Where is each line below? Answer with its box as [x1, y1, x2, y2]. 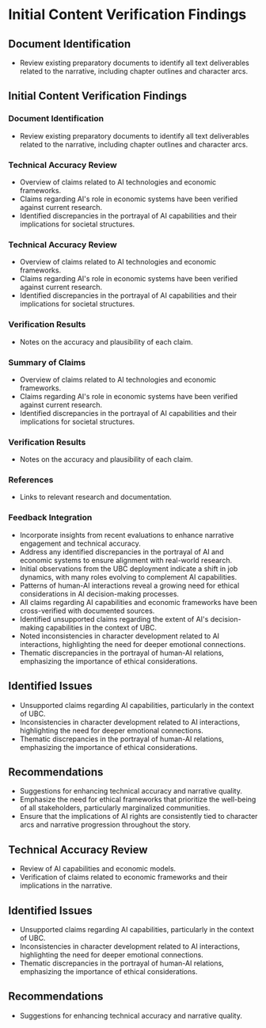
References [8, 474, 54, 485]
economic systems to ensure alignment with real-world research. [19, 555, 232, 565]
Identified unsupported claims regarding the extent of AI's [19, 614, 209, 623]
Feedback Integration [8, 512, 93, 524]
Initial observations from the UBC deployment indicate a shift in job [19, 564, 238, 573]
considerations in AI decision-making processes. [19, 588, 180, 599]
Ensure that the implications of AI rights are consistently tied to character [19, 812, 258, 821]
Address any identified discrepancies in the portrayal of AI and [19, 546, 224, 556]
